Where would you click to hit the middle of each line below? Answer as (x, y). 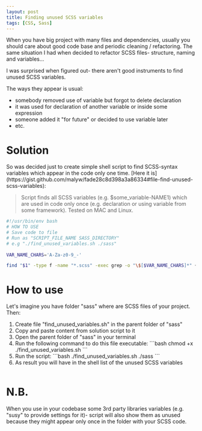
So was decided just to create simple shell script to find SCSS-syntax (92, 167)
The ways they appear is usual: (45, 89)
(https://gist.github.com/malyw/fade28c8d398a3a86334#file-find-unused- (100, 179)
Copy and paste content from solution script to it (75, 331)
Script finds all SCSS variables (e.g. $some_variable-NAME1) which (104, 197)
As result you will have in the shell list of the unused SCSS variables (99, 363)
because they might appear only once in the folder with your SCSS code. (96, 421)
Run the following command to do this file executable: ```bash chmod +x (104, 343)
